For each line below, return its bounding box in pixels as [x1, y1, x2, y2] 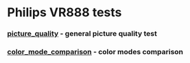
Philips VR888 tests [7, 5, 122, 20]
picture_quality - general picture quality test [7, 29, 158, 39]
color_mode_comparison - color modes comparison [7, 47, 184, 57]
